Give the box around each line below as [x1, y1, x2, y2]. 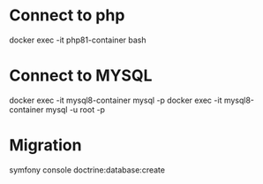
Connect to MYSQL [9, 65, 153, 86]
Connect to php [9, 5, 125, 26]
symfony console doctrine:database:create [9, 165, 166, 175]
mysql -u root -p [45, 103, 106, 115]
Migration [9, 135, 82, 156]
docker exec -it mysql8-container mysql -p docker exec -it [9, 95, 222, 105]
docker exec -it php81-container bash [9, 34, 147, 45]
